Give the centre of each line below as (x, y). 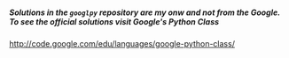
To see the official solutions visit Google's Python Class (114, 21)
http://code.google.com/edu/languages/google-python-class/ (122, 43)
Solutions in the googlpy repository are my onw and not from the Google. (145, 12)
